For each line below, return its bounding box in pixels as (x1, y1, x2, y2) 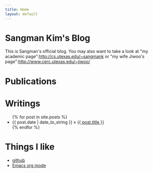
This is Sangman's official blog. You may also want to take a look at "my (5, 48, 149, 54)
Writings (5, 98, 40, 109)
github (12, 157, 25, 163)
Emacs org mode (12, 162, 46, 168)
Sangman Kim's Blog (5, 32, 91, 44)
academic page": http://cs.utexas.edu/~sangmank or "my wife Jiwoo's (5, 54, 145, 60)
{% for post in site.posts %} (12, 114, 68, 120)
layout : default (5, 12, 38, 16)
